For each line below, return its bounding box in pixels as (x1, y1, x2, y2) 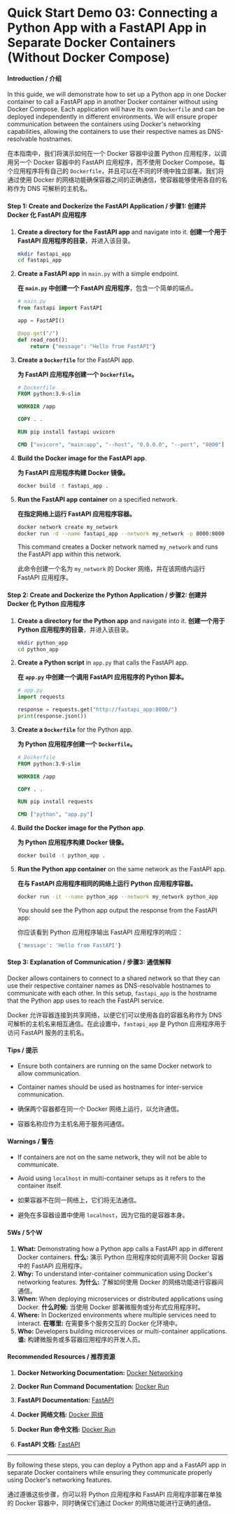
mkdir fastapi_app (17, 250, 71, 257)
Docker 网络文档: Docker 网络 (17, 1410, 104, 1419)
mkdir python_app (17, 639, 69, 646)
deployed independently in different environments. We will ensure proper (7, 112, 218, 121)
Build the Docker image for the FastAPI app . (17, 454, 147, 462)
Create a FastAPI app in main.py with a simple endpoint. (17, 269, 180, 278)
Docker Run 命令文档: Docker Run (17, 1425, 116, 1433)
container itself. (17, 1181, 63, 1190)
